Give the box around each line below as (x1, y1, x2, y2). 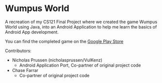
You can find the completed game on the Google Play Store (5, 38, 124, 44)
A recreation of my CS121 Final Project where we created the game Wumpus (5, 19, 158, 25)
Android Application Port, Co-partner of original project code (19, 62, 141, 68)
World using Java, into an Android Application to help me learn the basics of (5, 24, 157, 29)
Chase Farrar (12, 67, 39, 73)
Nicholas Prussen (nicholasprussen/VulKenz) (12, 57, 103, 63)
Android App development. (5, 29, 59, 35)
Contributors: (5, 48, 32, 54)
